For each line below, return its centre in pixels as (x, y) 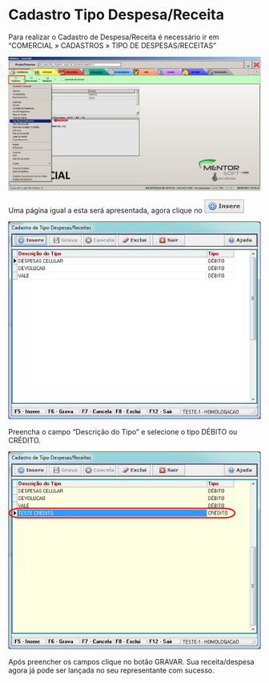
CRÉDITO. (25, 441)
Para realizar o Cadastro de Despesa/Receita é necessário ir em (114, 37)
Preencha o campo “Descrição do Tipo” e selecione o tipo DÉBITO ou (123, 432)
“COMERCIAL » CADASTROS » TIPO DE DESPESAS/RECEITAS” (112, 45)
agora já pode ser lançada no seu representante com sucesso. (111, 670)
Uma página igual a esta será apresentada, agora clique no (105, 211)
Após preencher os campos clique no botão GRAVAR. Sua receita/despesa (131, 662)
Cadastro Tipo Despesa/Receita (116, 15)
